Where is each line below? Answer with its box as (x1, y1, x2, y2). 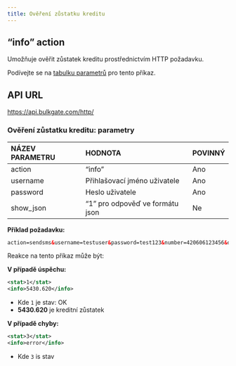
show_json (11, 203, 47, 213)
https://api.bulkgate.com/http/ (7, 108, 94, 116)
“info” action (7, 37, 65, 49)
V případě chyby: (7, 320, 59, 328)
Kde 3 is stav (17, 352, 55, 360)
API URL (7, 89, 44, 101)
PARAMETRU (11, 152, 55, 162)
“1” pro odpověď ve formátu (85, 198, 179, 208)
